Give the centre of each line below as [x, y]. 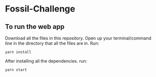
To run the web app [35, 27]
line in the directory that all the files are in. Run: [52, 43]
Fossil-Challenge [40, 9]
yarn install [18, 52]
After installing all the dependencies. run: [46, 61]
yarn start [16, 70]
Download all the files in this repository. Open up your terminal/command [78, 38]
